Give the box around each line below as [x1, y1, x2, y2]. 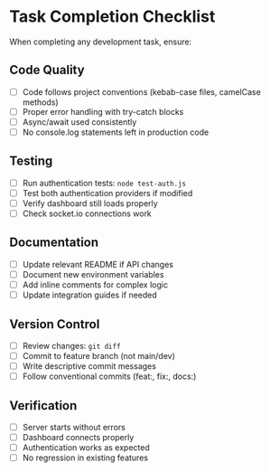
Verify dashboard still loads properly [22, 197, 158, 209]
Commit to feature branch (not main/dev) [22, 351, 176, 361]
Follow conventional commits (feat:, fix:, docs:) [22, 371, 197, 382]
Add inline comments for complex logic [22, 279, 169, 290]
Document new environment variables [22, 269, 164, 279]
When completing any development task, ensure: [9, 36, 192, 47]
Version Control [9, 316, 100, 332]
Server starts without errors [22, 422, 126, 432]
